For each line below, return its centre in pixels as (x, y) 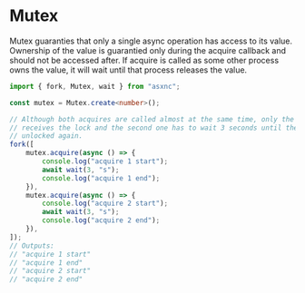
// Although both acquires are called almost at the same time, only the (152, 119)
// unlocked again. (46, 136)
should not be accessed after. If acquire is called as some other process (144, 60)
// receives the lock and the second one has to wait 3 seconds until (146, 128)
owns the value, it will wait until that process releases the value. (128, 70)
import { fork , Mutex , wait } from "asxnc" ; (95, 86)
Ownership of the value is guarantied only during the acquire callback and (148, 50)
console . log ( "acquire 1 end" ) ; (101, 178)
